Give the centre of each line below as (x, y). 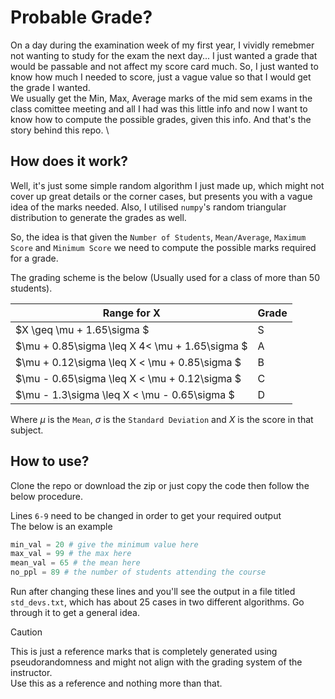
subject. (27, 430)
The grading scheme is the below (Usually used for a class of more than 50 (165, 277)
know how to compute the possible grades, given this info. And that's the (161, 119)
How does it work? (69, 161)
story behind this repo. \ (60, 130)
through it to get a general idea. (75, 613)
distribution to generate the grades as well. (98, 217)
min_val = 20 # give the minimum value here (104, 544)
